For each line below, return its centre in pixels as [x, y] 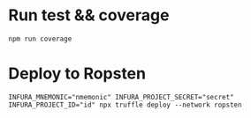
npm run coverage [40, 39]
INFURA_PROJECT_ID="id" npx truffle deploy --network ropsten [125, 105]
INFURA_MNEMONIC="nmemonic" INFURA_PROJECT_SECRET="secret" [122, 97]
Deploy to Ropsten [77, 74]
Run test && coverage [89, 15]
